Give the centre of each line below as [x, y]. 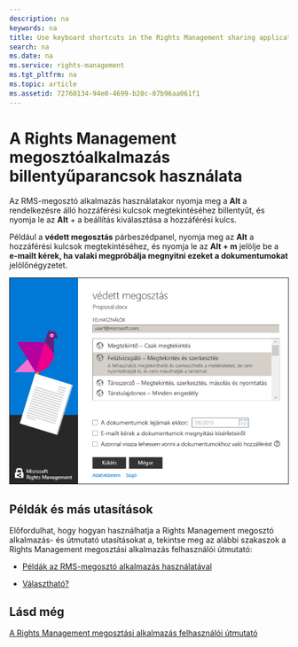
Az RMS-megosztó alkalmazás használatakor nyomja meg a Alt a [128, 200]
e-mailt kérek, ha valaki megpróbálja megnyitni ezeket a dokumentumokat [149, 255]
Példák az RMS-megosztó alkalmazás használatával [117, 566]
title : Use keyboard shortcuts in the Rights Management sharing [132, 37]
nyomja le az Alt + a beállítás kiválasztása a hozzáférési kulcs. [123, 219]
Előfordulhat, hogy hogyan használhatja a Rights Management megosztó [142, 531]
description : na [39, 19]
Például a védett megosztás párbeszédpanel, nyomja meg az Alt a [132, 237]
